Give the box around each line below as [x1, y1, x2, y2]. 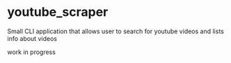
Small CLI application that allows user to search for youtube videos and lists [7, 27, 224, 35]
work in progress [7, 48, 56, 56]
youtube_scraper [7, 4, 109, 20]
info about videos [7, 34, 58, 42]
